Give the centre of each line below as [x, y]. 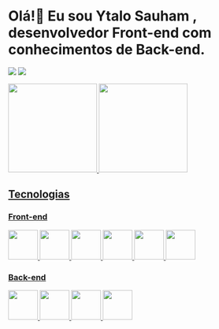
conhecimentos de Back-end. [107, 50]
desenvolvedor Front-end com [110, 33]
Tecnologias [39, 194]
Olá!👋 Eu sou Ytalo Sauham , [102, 16]
